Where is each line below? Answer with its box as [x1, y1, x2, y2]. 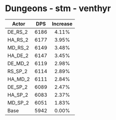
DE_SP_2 [7, 83, 28, 90]
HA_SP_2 [7, 91, 29, 98]
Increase [52, 20, 72, 27]
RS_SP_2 [7, 68, 28, 75]
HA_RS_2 [7, 36, 29, 43]
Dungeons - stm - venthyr [5, 3, 111, 14]
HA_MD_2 [7, 75, 30, 82]
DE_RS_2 [7, 29, 28, 35]
